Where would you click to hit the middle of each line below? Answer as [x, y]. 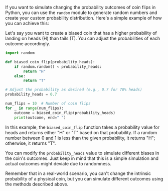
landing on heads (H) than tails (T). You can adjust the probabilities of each [83, 38]
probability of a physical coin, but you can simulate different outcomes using [84, 178]
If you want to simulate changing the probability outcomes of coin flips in [80, 7]
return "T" [35, 81]
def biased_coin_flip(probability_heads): [50, 62]
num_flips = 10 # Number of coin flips [48, 104]
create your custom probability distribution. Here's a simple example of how [83, 18]
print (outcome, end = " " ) [40, 118]
